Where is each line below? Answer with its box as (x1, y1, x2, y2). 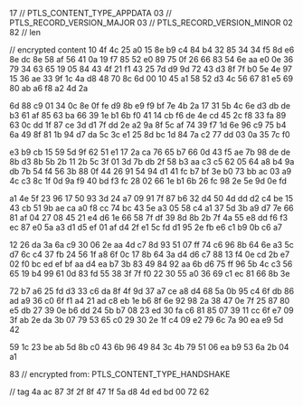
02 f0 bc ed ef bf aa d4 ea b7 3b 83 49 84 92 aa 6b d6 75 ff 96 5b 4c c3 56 (9, 259, 293, 269)
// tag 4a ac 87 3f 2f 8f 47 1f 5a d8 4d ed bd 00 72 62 (9, 386, 210, 397)
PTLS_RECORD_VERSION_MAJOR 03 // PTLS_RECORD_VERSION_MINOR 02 (9, 17, 294, 28)
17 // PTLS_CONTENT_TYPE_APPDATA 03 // (9, 8, 172, 18)
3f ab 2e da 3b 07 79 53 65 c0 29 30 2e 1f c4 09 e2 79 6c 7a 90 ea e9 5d (9, 315, 284, 325)
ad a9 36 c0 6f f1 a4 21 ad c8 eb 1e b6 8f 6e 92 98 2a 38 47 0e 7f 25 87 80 (9, 296, 290, 306)
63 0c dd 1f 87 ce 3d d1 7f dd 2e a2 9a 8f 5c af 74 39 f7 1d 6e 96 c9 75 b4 (9, 119, 287, 130)
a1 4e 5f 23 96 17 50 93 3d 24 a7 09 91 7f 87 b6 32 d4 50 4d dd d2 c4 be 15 (9, 194, 294, 203)
